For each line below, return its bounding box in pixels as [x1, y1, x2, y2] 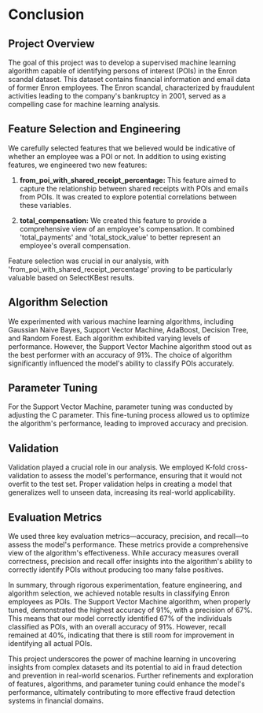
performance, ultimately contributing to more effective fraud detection [8, 688, 236, 697]
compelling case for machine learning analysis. [8, 100, 161, 109]
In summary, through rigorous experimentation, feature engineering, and [8, 581, 243, 590]
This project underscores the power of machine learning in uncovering [8, 654, 237, 663]
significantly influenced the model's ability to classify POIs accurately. [8, 358, 235, 368]
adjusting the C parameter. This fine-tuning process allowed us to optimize [8, 410, 250, 420]
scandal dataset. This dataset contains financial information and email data [8, 75, 250, 84]
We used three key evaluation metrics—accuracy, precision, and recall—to [8, 532, 249, 541]
